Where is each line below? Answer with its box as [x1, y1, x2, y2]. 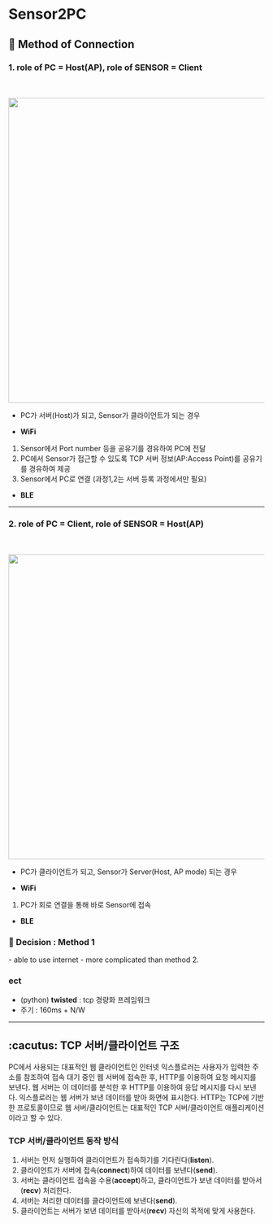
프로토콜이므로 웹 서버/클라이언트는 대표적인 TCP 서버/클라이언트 [16, 1103, 223, 1112]
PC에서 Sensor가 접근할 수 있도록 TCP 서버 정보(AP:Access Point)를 [19, 453, 241, 464]
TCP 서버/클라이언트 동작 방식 [8, 1135, 119, 1147]
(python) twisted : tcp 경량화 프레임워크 [19, 995, 150, 1004]
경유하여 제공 [28, 464, 71, 473]
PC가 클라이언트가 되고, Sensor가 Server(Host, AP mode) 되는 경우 [19, 867, 237, 877]
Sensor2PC [8, 5, 87, 24]
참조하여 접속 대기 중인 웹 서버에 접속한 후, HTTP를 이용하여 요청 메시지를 [23, 1072, 257, 1082]
